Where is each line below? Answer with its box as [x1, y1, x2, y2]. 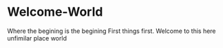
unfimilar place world [7, 34, 67, 42]
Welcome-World [7, 4, 103, 20]
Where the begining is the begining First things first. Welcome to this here [7, 27, 216, 35]
